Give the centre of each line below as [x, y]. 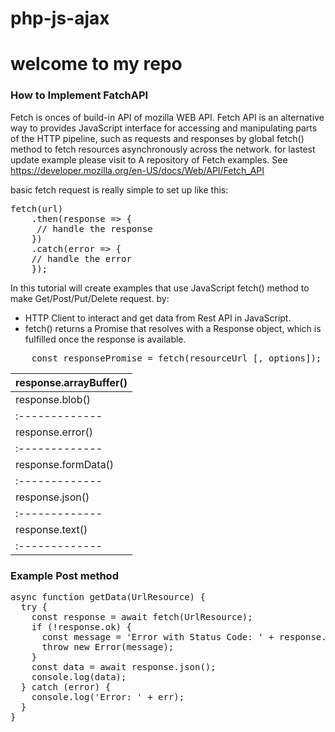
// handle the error [81, 258]
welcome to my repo [96, 64]
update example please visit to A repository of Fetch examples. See [149, 159]
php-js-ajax [60, 18]
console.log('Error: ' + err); [108, 696]
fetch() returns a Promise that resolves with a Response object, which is [173, 328]
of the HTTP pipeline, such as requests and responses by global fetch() [157, 138]
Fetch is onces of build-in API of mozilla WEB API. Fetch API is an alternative [167, 117]
